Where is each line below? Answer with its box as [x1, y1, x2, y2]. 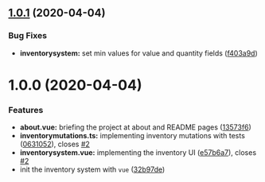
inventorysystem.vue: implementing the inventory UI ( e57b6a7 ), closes [19, 148, 257, 157]
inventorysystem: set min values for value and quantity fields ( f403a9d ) [19, 48, 259, 58]
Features [8, 104, 44, 115]
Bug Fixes [8, 30, 48, 41]
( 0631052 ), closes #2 [19, 139, 90, 149]
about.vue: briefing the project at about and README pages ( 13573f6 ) [19, 122, 252, 132]
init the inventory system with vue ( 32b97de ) [19, 165, 166, 174]
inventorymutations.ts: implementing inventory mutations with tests [19, 131, 245, 141]
